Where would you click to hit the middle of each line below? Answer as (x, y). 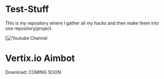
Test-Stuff (27, 9)
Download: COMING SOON (33, 72)
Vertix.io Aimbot (40, 58)
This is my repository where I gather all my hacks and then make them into (82, 23)
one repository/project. (29, 28)
